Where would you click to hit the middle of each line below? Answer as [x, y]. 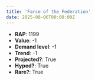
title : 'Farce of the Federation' [49, 12]
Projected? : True [35, 59]
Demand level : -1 [36, 47]
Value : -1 [26, 40]
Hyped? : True [32, 65]
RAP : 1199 [27, 34]
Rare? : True [29, 72]
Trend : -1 [26, 53]
